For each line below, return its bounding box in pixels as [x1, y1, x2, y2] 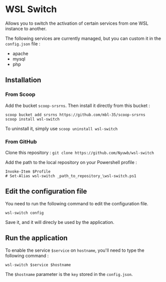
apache [12, 50, 29, 57]
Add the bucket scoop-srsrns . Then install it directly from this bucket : [5, 102, 150, 108]
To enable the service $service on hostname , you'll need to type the [5, 247, 145, 253]
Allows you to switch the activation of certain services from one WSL [5, 20, 149, 26]
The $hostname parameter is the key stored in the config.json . [5, 271, 133, 277]
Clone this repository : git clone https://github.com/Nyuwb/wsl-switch [5, 149, 154, 155]
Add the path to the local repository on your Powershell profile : [5, 159, 137, 165]
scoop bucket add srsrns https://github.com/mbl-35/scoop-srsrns [5, 112, 145, 117]
